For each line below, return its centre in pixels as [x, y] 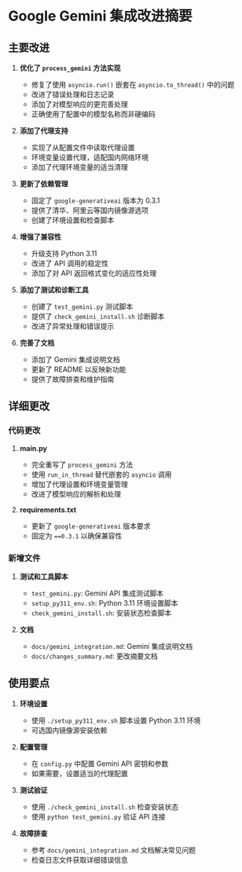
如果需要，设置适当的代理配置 [79, 773]
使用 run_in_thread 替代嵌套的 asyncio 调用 [101, 474]
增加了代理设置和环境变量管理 [79, 484]
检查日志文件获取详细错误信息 [79, 859]
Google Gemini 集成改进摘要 [100, 16]
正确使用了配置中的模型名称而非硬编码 [93, 114]
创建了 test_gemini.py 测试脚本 [82, 306]
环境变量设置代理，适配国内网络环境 [90, 157]
